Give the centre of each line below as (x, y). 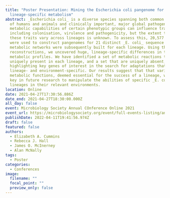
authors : (14, 131)
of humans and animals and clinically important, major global (78, 24)
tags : (11, 155)
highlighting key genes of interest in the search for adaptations (82, 66)
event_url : (17, 113)
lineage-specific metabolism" (41, 15)
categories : (18, 164)
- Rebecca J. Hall (29, 141)
